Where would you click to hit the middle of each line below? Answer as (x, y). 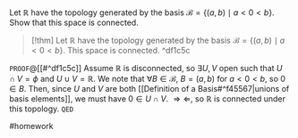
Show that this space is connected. (74, 22)
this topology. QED (42, 109)
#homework (31, 126)
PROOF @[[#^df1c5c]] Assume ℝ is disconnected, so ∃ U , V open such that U (146, 68)
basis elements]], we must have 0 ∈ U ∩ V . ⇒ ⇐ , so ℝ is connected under (148, 99)
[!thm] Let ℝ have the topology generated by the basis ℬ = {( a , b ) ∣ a (158, 40)
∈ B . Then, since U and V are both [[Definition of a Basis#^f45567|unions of (149, 89)
